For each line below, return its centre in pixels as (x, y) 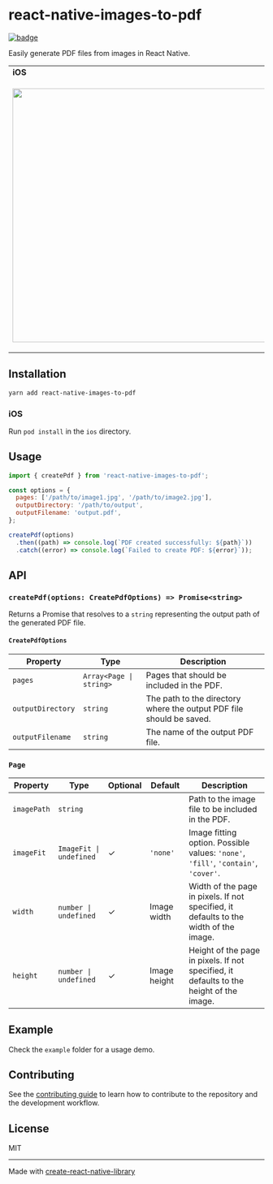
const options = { (39, 490)
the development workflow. (54, 1103)
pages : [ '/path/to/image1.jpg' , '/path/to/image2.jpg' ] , (114, 498)
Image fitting (212, 832)
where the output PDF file (195, 708)
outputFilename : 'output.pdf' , (69, 513)
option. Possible (219, 842)
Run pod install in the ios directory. (70, 431)
